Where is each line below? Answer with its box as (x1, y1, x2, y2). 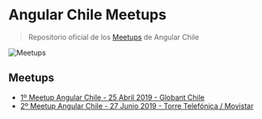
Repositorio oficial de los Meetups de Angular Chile (27, 32, 200, 42)
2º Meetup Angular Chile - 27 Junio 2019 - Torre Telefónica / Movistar (19, 101, 254, 110)
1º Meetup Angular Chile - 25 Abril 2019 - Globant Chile (19, 92, 205, 102)
